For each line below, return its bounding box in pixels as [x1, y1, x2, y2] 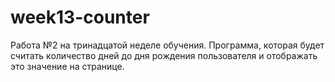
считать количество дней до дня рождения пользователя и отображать [10, 49, 318, 61]
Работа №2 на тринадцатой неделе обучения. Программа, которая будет [10, 39, 325, 51]
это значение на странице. [10, 60, 125, 72]
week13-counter [10, 6, 150, 29]
